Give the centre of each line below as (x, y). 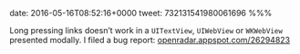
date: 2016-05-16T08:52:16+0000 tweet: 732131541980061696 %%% (141, 13)
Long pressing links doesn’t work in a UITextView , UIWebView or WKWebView (146, 30)
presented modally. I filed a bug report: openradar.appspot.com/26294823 (150, 40)
